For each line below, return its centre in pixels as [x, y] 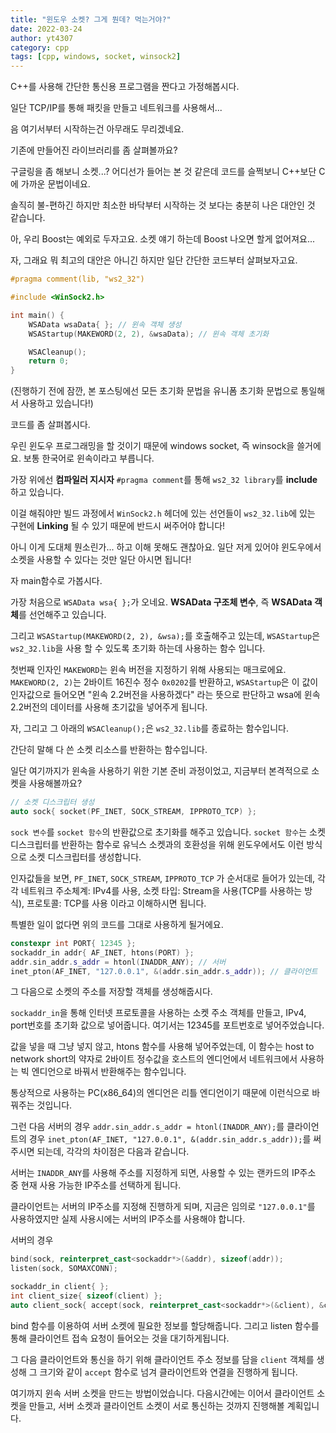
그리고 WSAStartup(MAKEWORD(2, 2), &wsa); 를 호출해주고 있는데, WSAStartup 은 [165, 636]
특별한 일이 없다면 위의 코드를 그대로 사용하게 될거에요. [117, 924]
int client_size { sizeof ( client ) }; [86, 1296]
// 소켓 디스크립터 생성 [52, 802]
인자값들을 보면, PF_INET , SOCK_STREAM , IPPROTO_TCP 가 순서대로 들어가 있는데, [163, 878]
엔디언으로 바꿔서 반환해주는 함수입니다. [109, 1072]
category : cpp [40, 47]
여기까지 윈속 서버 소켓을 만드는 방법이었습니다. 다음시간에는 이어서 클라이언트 [162, 1393]
